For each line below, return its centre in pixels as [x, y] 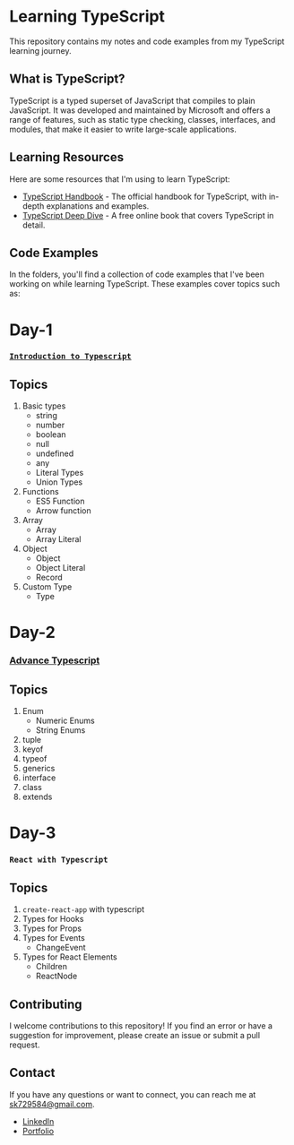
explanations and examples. [98, 206]
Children [51, 967]
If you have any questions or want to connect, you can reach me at [133, 1094]
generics [39, 769]
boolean [51, 435]
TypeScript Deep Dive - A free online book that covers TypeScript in [148, 215]
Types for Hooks [53, 919]
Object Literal [61, 568]
